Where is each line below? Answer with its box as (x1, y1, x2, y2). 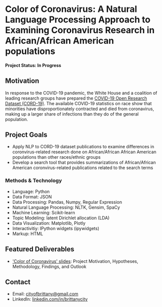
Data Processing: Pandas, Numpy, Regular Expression (12, 199, 122, 205)
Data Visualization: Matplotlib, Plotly (12, 220, 85, 226)
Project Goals (5, 130, 48, 139)
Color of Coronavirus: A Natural (5, 3, 137, 15)
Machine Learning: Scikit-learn (12, 209, 75, 215)
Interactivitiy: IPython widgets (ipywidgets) (12, 225, 100, 231)
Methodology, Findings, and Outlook (12, 263, 86, 269)
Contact (5, 278, 31, 286)
